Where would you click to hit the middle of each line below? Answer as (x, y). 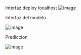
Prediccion (16, 37)
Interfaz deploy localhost (31, 8)
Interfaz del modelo (26, 17)
